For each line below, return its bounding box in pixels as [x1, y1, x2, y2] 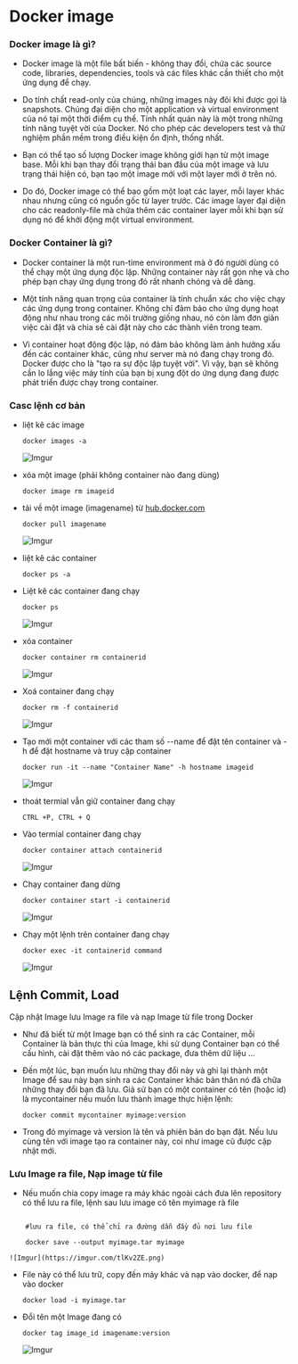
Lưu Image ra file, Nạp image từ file [9, 1167, 163, 1179]
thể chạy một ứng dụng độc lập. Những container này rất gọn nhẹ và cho [21, 266, 290, 277]
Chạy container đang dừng [21, 879, 121, 889]
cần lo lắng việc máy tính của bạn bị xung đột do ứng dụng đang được [21, 368, 279, 378]
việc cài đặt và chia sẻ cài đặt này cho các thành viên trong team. [21, 321, 263, 332]
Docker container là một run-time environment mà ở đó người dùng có [21, 257, 279, 268]
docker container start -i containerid [21, 897, 171, 905]
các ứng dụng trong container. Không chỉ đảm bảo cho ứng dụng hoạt [21, 302, 279, 313]
